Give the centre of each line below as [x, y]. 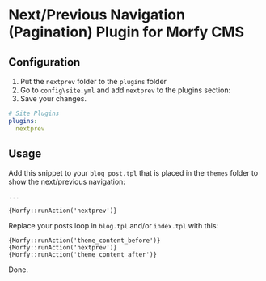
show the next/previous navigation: [67, 182]
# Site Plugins [34, 113]
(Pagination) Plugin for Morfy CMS [127, 32]
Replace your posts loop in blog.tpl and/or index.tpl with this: [114, 226]
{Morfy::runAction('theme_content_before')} [84, 241]
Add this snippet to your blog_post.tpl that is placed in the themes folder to [133, 173]
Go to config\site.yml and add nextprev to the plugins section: [125, 90]
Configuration [44, 62]
